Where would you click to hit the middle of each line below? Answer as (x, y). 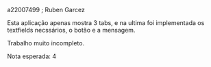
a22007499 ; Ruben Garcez (46, 10)
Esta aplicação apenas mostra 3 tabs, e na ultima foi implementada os (106, 23)
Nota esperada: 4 (32, 56)
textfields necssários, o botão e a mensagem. (71, 30)
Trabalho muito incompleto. (46, 43)
